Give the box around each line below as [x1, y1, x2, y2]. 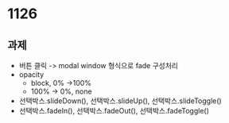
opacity [18, 70, 45, 79]
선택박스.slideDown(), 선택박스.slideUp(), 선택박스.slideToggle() [18, 96, 222, 106]
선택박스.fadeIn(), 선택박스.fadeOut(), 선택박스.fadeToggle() [18, 106, 210, 115]
